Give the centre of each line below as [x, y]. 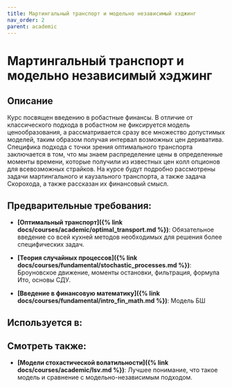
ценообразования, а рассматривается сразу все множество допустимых [116, 132]
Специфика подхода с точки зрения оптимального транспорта [100, 147]
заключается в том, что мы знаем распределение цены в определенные [115, 155]
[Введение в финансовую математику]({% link [89, 293]
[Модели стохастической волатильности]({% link [93, 363]
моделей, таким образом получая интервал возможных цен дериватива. [115, 140]
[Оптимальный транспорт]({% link [70, 222]
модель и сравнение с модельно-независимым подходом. [105, 378]
